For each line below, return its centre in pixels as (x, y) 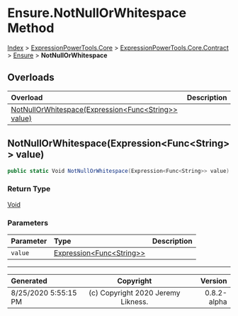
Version (214, 281)
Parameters (28, 222)
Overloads (31, 78)
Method (31, 28)
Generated (29, 281)
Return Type (29, 189)
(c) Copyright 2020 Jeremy (134, 293)
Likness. (135, 302)
